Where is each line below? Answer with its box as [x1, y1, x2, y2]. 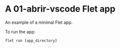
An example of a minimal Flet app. [5, 19, 73, 25]
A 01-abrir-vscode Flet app [5, 3, 116, 15]
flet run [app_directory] [5, 38, 57, 43]
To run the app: [5, 29, 36, 34]
